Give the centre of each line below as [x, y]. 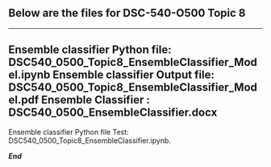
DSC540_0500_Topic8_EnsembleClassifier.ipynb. [90, 141]
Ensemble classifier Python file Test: [69, 132]
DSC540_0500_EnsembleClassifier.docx [113, 113]
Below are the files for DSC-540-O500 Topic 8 [127, 13]
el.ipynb [29, 75]
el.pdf [24, 100]
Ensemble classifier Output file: [133, 75]
